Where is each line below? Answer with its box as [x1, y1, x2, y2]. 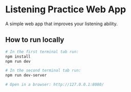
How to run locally [5, 35, 64, 44]
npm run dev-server [5, 73, 47, 78]
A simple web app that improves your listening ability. [5, 21, 118, 27]
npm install [5, 54, 31, 59]
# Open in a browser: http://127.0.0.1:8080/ [5, 82, 104, 87]
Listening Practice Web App [5, 4, 126, 15]
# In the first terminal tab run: [5, 49, 79, 54]
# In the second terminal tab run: [5, 68, 81, 73]
